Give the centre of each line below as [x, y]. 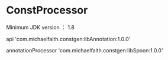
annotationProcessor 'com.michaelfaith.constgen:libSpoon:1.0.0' [85, 50]
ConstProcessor [47, 10]
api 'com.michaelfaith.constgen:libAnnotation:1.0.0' [68, 39]
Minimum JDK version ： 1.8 [41, 27]
